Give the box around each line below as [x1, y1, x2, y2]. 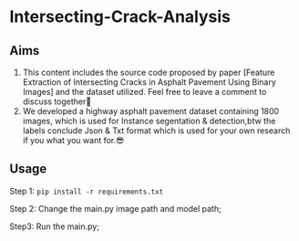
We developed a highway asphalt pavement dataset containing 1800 [22, 106, 280, 116]
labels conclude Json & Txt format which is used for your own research [22, 125, 291, 136]
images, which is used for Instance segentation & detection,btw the [22, 116, 276, 126]
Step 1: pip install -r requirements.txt [9, 185, 164, 196]
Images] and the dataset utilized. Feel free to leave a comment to [22, 87, 267, 97]
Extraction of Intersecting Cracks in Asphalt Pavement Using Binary [22, 77, 276, 88]
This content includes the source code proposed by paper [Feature [22, 67, 275, 78]
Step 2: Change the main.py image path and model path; [9, 203, 222, 214]
